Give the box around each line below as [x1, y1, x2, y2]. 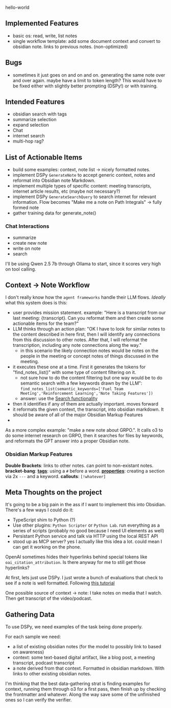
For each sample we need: [5, 633, 61, 640]
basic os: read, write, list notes [12, 33, 78, 39]
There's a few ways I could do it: [5, 507, 74, 513]
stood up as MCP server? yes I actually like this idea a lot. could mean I [12, 538, 162, 545]
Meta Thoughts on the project [5, 488, 102, 497]
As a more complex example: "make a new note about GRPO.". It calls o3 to [5, 427, 163, 433]
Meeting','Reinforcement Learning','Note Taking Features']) [20, 391, 153, 396]
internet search [12, 133, 45, 139]
